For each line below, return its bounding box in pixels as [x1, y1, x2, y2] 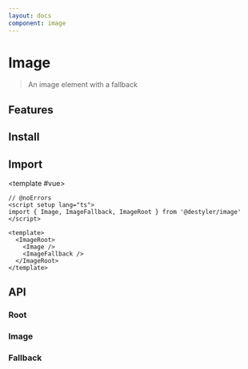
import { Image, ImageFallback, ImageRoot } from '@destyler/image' [8, 208, 242, 216]
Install [8, 130, 40, 144]
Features [8, 103, 54, 117]
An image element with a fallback [27, 80, 138, 89]
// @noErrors [8, 194, 52, 202]
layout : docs [8, 11, 52, 20]
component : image [8, 19, 66, 27]
